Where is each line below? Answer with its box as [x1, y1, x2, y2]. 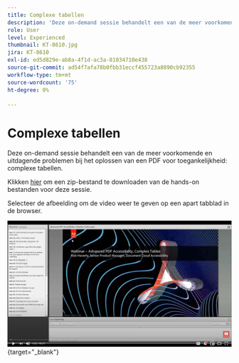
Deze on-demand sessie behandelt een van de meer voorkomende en [7, 149, 213, 158]
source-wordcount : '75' [7, 79, 78, 86]
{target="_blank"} [7, 347, 59, 356]
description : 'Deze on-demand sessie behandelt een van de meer [7, 18, 202, 26]
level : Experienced [7, 34, 65, 41]
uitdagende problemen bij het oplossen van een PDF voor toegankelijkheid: [7, 156, 228, 165]
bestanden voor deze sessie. [7, 185, 92, 194]
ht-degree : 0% [7, 86, 50, 94]
